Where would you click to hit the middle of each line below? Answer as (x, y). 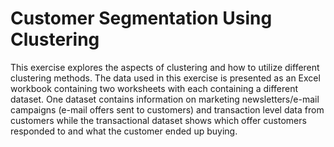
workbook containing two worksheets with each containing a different (154, 88)
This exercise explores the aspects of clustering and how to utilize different (165, 67)
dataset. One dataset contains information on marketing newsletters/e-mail (165, 99)
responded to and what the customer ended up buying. (124, 131)
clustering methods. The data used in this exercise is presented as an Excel (165, 78)
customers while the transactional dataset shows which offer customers (158, 120)
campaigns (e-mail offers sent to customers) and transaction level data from (167, 109)
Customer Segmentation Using (141, 18)
